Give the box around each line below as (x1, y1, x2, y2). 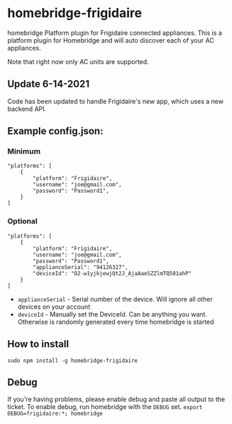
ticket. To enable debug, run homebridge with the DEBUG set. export (7, 403, 203, 411)
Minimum (7, 147, 41, 157)
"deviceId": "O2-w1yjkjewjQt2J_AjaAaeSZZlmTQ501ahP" (33, 270, 192, 277)
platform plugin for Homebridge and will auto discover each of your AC (7, 36, 214, 44)
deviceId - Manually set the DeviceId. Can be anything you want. (17, 309, 208, 318)
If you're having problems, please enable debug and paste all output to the (7, 395, 226, 403)
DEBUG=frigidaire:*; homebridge (7, 410, 103, 418)
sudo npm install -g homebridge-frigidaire (7, 357, 138, 364)
